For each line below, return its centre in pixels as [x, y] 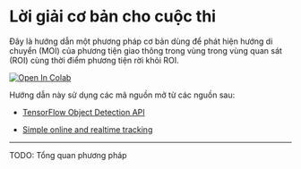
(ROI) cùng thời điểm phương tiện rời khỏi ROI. [94, 60]
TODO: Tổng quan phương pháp [68, 155]
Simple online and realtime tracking [87, 129]
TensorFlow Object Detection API [83, 112]
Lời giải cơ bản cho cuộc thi [113, 17]
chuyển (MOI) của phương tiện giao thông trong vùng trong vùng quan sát [146, 50]
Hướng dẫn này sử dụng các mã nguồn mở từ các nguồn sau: [122, 95]
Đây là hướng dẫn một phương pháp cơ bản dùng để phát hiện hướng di [141, 41]
